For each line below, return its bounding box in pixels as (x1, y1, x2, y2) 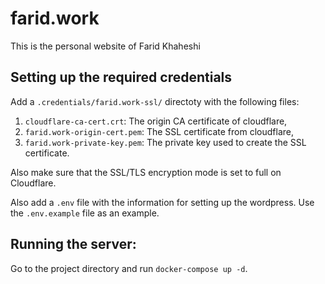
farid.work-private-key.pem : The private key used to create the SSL (24, 136, 307, 148)
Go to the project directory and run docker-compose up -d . (10, 262, 248, 274)
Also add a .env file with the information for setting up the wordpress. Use (10, 196, 315, 208)
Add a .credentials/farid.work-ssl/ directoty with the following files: (10, 95, 300, 107)
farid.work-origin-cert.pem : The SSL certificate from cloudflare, (24, 125, 294, 137)
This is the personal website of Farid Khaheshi (10, 40, 201, 52)
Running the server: (10, 236, 137, 253)
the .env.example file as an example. (10, 207, 160, 219)
